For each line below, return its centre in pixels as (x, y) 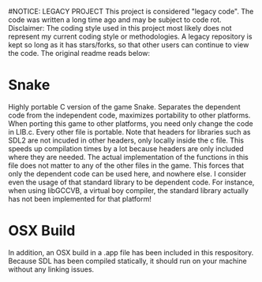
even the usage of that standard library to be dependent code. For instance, (131, 182)
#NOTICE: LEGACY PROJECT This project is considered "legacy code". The (131, 11)
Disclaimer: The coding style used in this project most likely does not (120, 28)
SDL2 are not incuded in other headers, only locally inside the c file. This (126, 140)
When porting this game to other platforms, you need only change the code (131, 123)
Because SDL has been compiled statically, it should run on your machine (127, 261)
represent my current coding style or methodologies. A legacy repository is (130, 36)
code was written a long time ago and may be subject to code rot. (115, 20)
